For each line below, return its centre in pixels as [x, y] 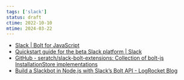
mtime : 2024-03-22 [29, 28]
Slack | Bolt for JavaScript [47, 45]
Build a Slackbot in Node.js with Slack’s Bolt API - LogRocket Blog [96, 71]
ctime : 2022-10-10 [29, 23]
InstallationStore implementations [56, 64]
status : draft [24, 17]
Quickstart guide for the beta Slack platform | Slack [78, 52]
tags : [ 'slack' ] [26, 12]
